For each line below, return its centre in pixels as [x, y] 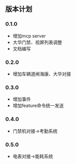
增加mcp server [29, 36]
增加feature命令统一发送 [38, 106]
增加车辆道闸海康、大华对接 [42, 74]
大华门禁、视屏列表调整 [37, 42]
